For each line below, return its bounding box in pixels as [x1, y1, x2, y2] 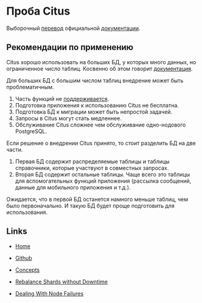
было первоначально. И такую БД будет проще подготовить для [6, 202, 175, 209]
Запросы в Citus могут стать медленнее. [15, 114, 122, 122]
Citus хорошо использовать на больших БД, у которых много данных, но [6, 58, 197, 65]
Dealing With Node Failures [15, 290, 84, 297]
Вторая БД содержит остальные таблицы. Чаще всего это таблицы [15, 170, 190, 178]
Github [15, 254, 32, 261]
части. [6, 145, 23, 153]
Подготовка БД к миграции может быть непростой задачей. [15, 108, 173, 115]
